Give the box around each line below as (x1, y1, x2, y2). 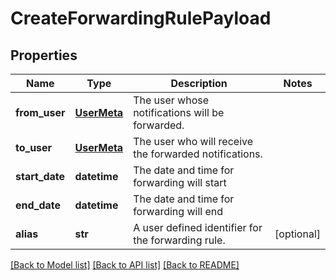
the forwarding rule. (133, 233, 226, 247)
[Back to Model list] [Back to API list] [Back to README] (10, 259, 240, 271)
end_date (15, 198, 62, 212)
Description (170, 77, 228, 90)
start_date (15, 170, 66, 183)
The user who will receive (133, 135, 254, 148)
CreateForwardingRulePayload (10, 7, 272, 30)
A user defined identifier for (133, 221, 263, 234)
